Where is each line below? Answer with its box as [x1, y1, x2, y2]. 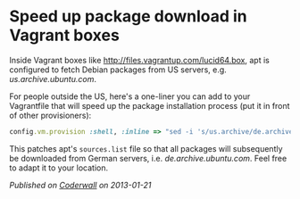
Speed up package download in [9, 6, 247, 27]
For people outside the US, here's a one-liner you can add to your [9, 91, 251, 102]
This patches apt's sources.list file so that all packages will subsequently [9, 143, 283, 153]
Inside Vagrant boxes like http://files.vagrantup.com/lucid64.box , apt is [9, 54, 270, 65]
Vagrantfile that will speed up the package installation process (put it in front [9, 100, 290, 111]
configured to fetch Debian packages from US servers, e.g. [9, 64, 228, 75]
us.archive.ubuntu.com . [9, 73, 96, 84]
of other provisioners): [9, 110, 92, 120]
